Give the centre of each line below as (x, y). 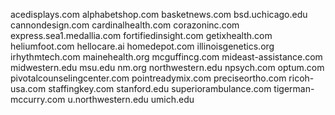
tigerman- (294, 88)
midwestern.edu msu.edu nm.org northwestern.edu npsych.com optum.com (167, 67)
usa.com (28, 88)
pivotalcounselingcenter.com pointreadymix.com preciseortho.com (148, 78)
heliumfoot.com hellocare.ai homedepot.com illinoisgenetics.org (142, 46)
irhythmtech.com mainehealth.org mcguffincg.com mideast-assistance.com (166, 57)
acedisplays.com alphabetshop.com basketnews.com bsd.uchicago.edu (159, 14)
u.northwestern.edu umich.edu (131, 99)
